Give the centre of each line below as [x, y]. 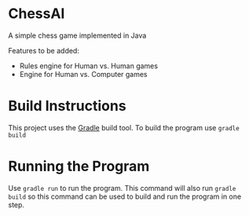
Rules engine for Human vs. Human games [89, 66]
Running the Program [79, 167]
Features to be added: [44, 50]
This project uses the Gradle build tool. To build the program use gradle [124, 127]
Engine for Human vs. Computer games [83, 74]
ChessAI [37, 14]
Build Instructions [68, 106]
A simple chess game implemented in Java [77, 35]
